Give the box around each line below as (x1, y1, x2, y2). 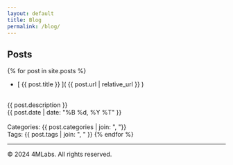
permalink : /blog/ (7, 23, 60, 30)
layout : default (7, 10, 54, 17)
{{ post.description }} (7, 101, 68, 109)
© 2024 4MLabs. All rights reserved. (7, 150, 112, 159)
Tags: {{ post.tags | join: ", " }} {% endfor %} (7, 130, 134, 139)
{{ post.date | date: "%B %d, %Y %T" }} (7, 108, 122, 117)
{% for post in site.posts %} (7, 67, 87, 75)
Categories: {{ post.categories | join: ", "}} (7, 123, 127, 131)
